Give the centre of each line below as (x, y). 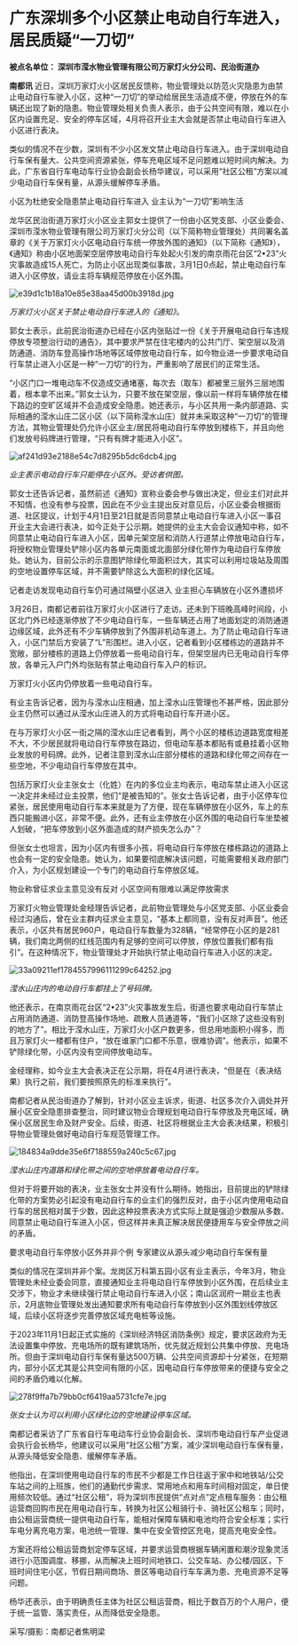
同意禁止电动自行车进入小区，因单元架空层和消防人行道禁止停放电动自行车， (149, 538)
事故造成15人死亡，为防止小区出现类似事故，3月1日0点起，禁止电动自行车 (151, 264)
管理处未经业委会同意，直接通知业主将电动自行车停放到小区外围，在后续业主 (149, 1282)
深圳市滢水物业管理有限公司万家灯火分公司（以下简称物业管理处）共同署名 (145, 231)
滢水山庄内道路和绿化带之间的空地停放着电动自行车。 (106, 1170)
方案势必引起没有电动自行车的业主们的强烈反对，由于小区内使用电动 (157, 1200)
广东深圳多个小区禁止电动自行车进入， (149, 18)
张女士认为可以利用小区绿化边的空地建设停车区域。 (102, 1415)
